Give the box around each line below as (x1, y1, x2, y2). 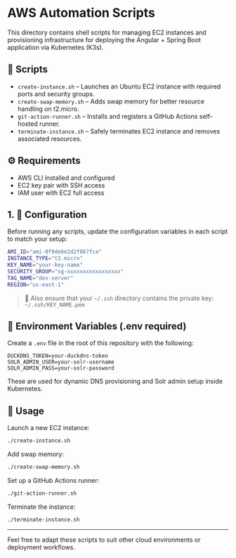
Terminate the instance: (7, 502, 76, 511)
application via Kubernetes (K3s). (7, 43, 104, 51)
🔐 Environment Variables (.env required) (7, 320, 187, 332)
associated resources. (17, 134, 82, 143)
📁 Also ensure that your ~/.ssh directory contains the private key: (24, 294, 214, 302)
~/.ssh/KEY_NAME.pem (24, 301, 85, 309)
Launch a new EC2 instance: (7, 424, 90, 432)
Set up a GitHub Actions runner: (7, 476, 100, 484)
